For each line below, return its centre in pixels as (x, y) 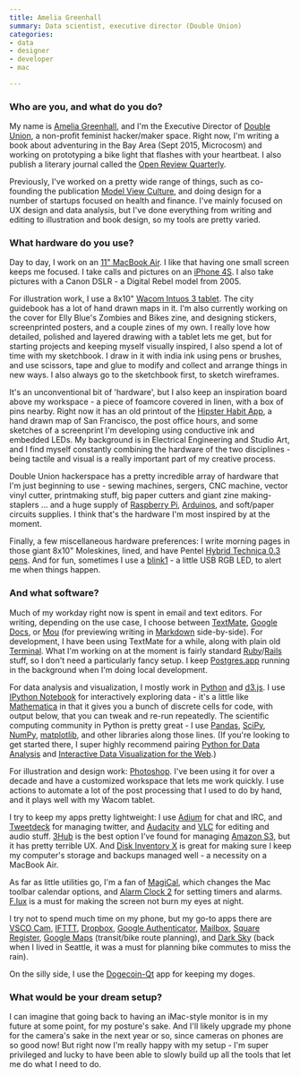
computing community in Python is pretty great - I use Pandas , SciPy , (137, 725)
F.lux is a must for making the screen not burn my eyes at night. (127, 900)
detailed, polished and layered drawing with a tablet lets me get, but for (141, 337)
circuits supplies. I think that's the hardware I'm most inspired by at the (140, 514)
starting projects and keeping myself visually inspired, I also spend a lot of (146, 347)
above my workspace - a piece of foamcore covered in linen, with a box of (146, 402)
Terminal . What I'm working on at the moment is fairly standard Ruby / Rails (146, 651)
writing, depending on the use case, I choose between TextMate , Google (143, 622)
